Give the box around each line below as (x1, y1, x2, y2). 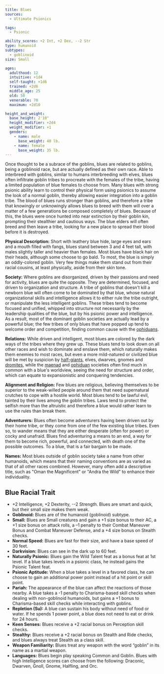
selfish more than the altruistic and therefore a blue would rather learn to (5, 403, 152, 409)
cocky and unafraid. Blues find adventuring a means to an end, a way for (5, 433, 152, 439)
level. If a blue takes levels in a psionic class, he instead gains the (12, 559, 144, 565)
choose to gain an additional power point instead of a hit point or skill (12, 574, 152, 580)
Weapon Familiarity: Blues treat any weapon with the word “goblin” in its (12, 642, 160, 648)
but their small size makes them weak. (12, 506, 90, 512)
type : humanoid (5, 43, 36, 48)
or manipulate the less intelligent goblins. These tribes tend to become (5, 300, 147, 306)
